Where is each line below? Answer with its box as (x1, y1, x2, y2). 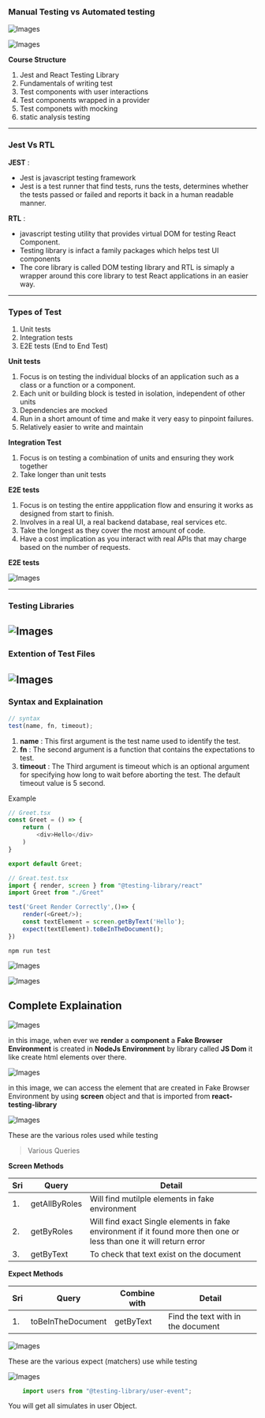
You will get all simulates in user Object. (8, 1401, 138, 1411)
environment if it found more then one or (89, 1226, 240, 1237)
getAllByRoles (30, 1198, 83, 1209)
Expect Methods (8, 1268, 63, 1278)
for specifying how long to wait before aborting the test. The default (19, 770, 241, 779)
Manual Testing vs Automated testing (8, 6, 155, 17)
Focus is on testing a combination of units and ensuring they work (19, 453, 234, 462)
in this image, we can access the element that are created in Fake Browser (8, 1082, 250, 1092)
